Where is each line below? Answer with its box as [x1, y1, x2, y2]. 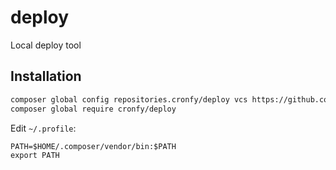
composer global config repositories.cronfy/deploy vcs [10, 94, 248, 105]
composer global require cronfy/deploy [10, 104, 177, 114]
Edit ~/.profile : [10, 122, 77, 134]
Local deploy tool [10, 39, 82, 51]
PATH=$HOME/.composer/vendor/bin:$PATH [10, 141, 177, 151]
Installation [10, 68, 82, 85]
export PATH [10, 150, 60, 160]
